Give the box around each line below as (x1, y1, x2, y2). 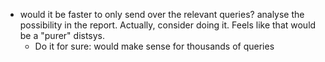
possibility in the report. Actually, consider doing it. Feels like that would (19, 19, 317, 31)
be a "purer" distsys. (19, 30, 106, 41)
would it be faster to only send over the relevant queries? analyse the (19, 9, 305, 20)
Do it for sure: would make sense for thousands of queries (34, 40, 275, 52)
